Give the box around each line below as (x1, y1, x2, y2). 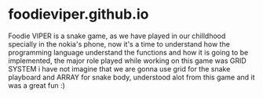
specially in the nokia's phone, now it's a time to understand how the (8, 39, 230, 48)
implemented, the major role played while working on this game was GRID (8, 56, 247, 65)
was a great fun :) (8, 80, 65, 90)
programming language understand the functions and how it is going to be (8, 47, 249, 57)
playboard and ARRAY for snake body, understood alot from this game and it (8, 72, 255, 82)
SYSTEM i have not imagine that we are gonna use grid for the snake (8, 64, 231, 73)
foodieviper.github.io (8, 5, 149, 23)
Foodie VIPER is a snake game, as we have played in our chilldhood (8, 31, 226, 40)
